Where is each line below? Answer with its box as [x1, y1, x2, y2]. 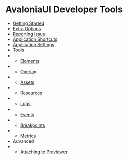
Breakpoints [20, 122, 45, 128]
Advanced [12, 138, 34, 144]
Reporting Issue [12, 31, 45, 37]
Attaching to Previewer [20, 149, 68, 155]
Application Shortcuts [12, 36, 58, 42]
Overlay [20, 68, 37, 74]
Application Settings [12, 41, 54, 47]
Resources [20, 90, 43, 96]
